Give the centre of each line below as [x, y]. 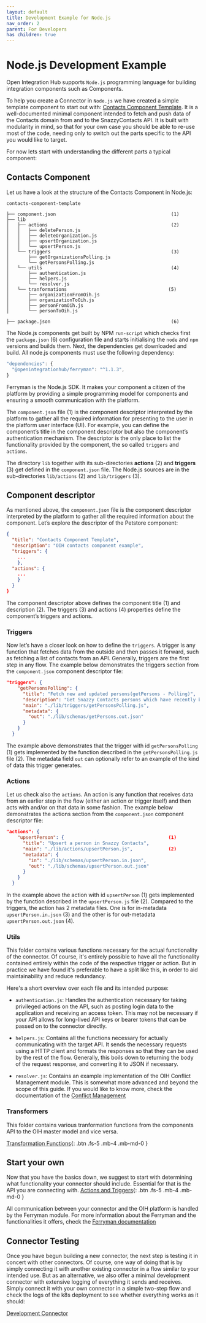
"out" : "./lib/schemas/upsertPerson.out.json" [89, 866]
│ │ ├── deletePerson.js [44, 230]
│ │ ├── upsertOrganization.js [52, 241]
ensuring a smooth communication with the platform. [73, 400]
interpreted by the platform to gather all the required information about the [100, 517]
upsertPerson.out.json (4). [40, 921]
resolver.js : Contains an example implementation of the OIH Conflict [103, 1076]
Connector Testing [43, 1241]
